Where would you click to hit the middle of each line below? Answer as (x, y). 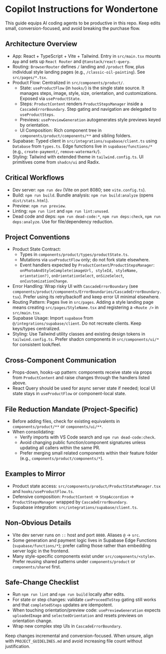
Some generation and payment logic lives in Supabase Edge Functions (84, 540)
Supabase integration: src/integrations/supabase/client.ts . (75, 507)
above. (19, 383)
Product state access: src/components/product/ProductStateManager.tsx (86, 486)
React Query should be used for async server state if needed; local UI (84, 388)
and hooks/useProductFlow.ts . (43, 491)
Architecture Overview (41, 44)
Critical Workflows (35, 178)
